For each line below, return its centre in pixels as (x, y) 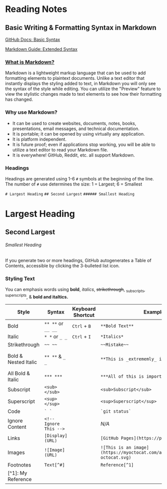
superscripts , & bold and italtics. (37, 296)
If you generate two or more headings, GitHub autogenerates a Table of (78, 260)
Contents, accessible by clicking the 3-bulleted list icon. (63, 266)
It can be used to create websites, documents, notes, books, (74, 123)
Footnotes (19, 465)
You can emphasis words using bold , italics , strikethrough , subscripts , (75, 290)
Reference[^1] (117, 465)
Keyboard (84, 309)
